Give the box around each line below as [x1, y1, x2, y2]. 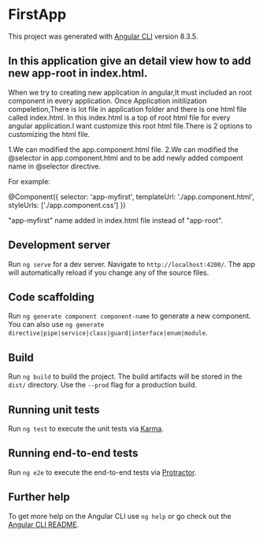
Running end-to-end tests [8, 446, 139, 460]
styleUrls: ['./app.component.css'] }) [8, 200, 126, 209]
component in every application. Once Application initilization [8, 96, 207, 106]
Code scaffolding [8, 290, 94, 304]
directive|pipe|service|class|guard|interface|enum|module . [8, 328, 208, 338]
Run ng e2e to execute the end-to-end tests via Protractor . [8, 467, 197, 477]
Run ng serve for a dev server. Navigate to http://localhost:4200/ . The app [8, 259, 256, 268]
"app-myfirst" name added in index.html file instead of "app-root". [8, 215, 223, 225]
